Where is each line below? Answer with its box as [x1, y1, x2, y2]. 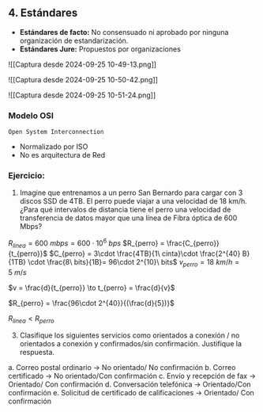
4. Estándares [8, 6, 78, 20]
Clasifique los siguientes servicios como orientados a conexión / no [19, 330, 240, 340]
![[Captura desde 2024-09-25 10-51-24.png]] [8, 90, 156, 100]
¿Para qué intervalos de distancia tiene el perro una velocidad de [19, 205, 231, 215]
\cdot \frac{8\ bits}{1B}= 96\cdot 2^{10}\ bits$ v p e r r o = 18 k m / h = [27, 257, 239, 269]
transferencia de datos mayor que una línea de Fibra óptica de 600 [19, 213, 238, 223]
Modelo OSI [8, 110, 54, 121]
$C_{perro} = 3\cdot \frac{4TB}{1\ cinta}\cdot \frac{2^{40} [49, 249, 241, 258]
